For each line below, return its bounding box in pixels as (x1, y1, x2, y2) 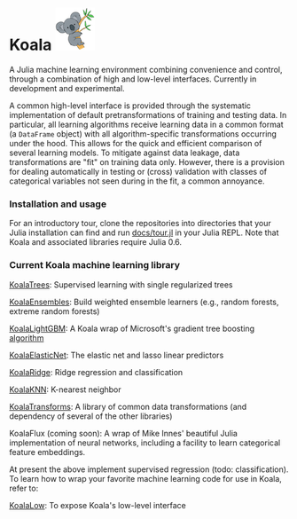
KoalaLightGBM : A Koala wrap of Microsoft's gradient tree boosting (9, 323, 255, 334)
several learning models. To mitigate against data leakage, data (9, 147, 240, 158)
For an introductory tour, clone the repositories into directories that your (9, 218, 272, 229)
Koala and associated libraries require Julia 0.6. (9, 237, 183, 248)
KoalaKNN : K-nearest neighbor (9, 384, 121, 395)
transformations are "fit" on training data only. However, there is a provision (9, 156, 285, 167)
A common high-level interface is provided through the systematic (9, 100, 251, 111)
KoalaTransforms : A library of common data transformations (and (9, 401, 247, 412)
